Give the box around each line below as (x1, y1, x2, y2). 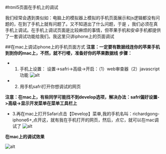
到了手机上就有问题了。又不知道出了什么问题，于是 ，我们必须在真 (22, 21, 158, 27)
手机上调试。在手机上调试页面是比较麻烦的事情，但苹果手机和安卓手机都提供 (5, 27, 161, 33)
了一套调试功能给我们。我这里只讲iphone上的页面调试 (5, 34, 115, 39)
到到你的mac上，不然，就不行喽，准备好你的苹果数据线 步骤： (5, 50, 132, 56)
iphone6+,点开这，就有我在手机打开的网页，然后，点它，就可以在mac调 (12, 117, 159, 123)
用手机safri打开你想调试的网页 (19, 84, 81, 89)
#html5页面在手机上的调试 (5, 4, 58, 10)
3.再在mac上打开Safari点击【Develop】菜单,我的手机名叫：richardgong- (12, 111, 160, 116)
